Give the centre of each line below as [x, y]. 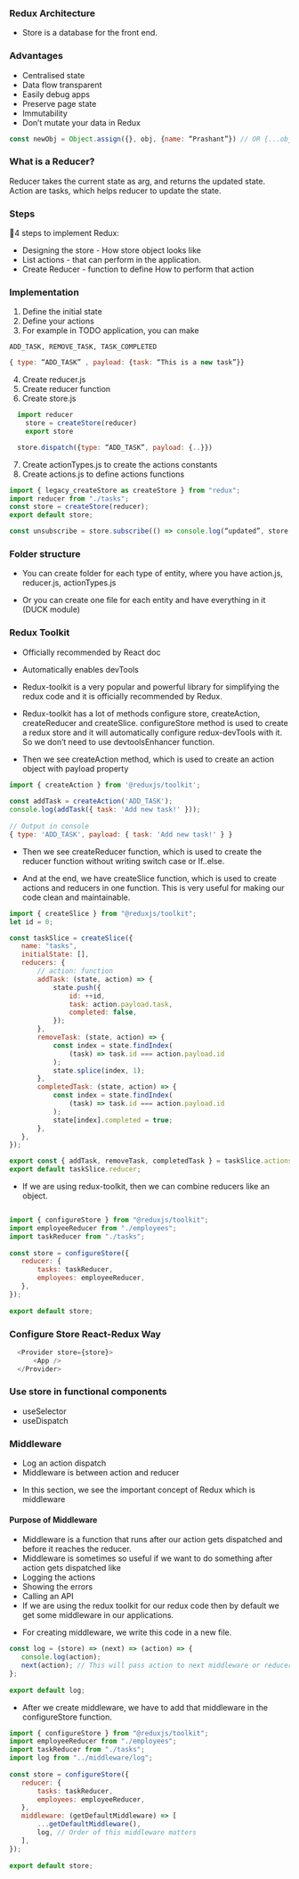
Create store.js [49, 398]
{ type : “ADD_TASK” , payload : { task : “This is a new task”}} [127, 363]
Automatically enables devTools [81, 669]
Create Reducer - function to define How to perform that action [138, 269]
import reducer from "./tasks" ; [69, 498]
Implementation [44, 292]
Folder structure [45, 554]
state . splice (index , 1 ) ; [99, 1070]
